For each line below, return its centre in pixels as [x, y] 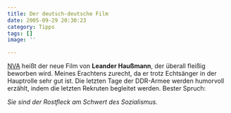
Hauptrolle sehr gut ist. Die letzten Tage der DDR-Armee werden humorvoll [116, 81]
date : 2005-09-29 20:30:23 [47, 20]
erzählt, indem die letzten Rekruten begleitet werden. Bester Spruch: [107, 88]
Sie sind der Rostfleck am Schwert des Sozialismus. [83, 102]
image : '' [22, 40]
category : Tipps [31, 27]
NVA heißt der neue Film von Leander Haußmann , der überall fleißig [106, 66]
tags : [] [20, 33]
